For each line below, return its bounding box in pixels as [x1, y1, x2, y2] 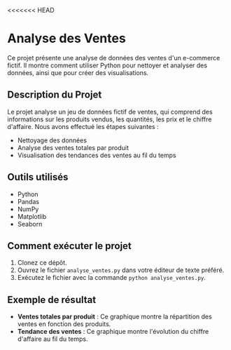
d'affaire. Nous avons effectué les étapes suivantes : [7, 122, 159, 130]
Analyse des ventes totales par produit [17, 143, 129, 152]
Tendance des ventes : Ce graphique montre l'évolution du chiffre [17, 328, 209, 336]
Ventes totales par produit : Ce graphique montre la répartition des [17, 312, 212, 321]
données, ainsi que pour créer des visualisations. [7, 68, 149, 76]
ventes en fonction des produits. [17, 320, 111, 328]
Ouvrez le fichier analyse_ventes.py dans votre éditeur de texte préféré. [17, 266, 225, 274]
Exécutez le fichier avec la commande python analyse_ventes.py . [17, 274, 206, 282]
